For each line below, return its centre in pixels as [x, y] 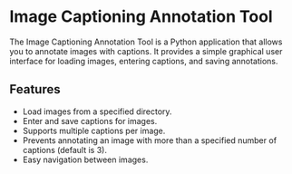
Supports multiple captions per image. [94, 130]
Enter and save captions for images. [90, 121]
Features [35, 89]
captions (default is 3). [64, 150]
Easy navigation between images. [85, 159]
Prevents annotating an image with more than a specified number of [150, 140]
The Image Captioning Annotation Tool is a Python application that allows [146, 42]
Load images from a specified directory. [97, 111]
